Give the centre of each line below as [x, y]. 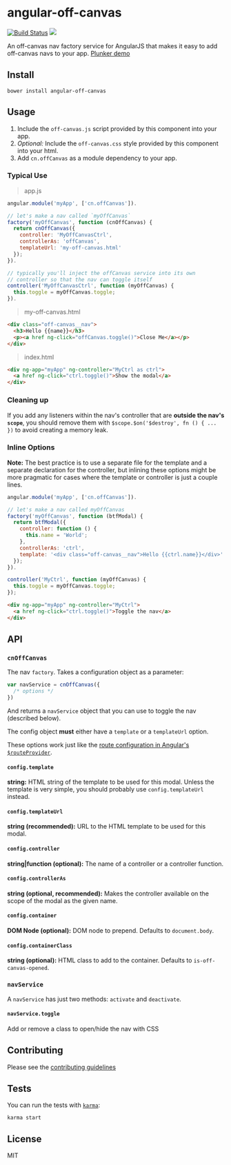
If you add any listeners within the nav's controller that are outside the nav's [116, 415]
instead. [19, 797]
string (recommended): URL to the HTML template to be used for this [107, 827]
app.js [33, 190]
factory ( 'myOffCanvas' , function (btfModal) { [75, 516]
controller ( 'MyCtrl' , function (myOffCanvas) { [77, 580]
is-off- [204, 961]
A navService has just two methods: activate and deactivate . [94, 999]
